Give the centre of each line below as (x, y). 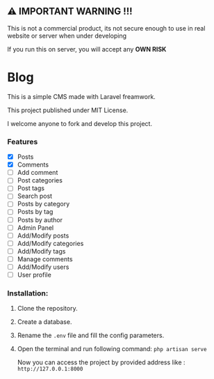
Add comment (38, 173)
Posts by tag (35, 212)
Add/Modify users (43, 267)
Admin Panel (35, 227)
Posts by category (43, 204)
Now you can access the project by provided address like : (101, 362)
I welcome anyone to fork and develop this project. (80, 123)
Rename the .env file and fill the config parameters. (91, 335)
